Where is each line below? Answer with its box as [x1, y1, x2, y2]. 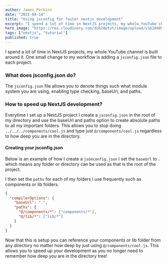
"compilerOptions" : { [9, 195, 55, 201]
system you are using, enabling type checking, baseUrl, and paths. [5, 88, 142, 95]
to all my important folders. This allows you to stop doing [5, 123, 122, 129]
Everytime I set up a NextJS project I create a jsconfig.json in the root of [5, 112, 156, 118]
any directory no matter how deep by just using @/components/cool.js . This [5, 242, 159, 248]
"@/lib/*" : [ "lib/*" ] [18, 214, 64, 219]
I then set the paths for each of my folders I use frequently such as [5, 176, 142, 182]
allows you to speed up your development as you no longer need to [5, 248, 143, 254]
